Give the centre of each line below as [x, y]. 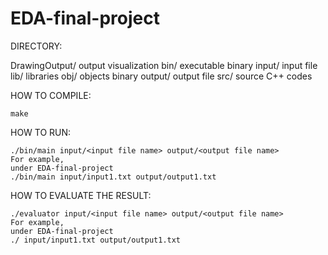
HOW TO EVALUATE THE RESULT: [81, 195]
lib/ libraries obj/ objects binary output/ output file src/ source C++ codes [161, 76]
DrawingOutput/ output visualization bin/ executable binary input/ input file [164, 65]
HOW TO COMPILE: [51, 95]
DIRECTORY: [36, 46]
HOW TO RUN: [41, 132]
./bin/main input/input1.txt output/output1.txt [113, 177]
